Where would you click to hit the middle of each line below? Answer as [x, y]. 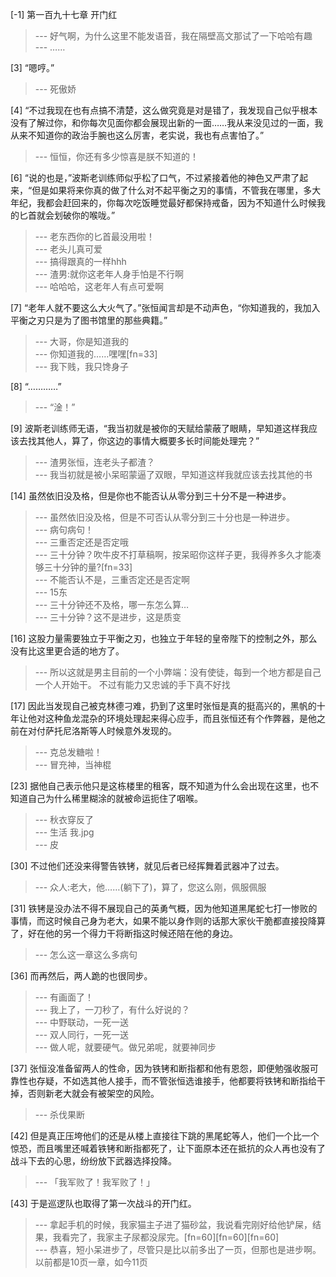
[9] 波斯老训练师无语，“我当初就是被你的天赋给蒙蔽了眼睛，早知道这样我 [159, 428]
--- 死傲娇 [55, 89]
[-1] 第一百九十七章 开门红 [64, 14]
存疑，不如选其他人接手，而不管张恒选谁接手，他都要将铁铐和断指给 [176, 1081]
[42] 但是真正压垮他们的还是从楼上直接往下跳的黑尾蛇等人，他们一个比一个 [165, 1136]
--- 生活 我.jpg [64, 832]
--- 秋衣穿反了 [64, 819]
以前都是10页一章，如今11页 [91, 1262]
